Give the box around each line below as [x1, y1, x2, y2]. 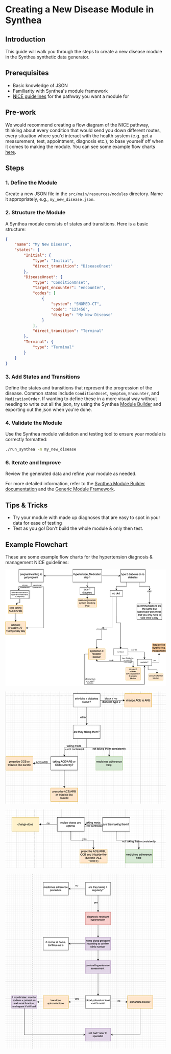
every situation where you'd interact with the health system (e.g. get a [5, 132, 153, 139]
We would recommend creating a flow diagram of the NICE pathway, [5, 121, 150, 128]
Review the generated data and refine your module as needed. [5, 470, 137, 477]
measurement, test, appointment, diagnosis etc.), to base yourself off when [5, 138, 164, 144]
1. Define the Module [5, 179, 58, 186]
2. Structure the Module [5, 209, 66, 216]
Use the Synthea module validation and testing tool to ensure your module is [5, 431, 166, 437]
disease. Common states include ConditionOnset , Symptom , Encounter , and [5, 390, 160, 396]
